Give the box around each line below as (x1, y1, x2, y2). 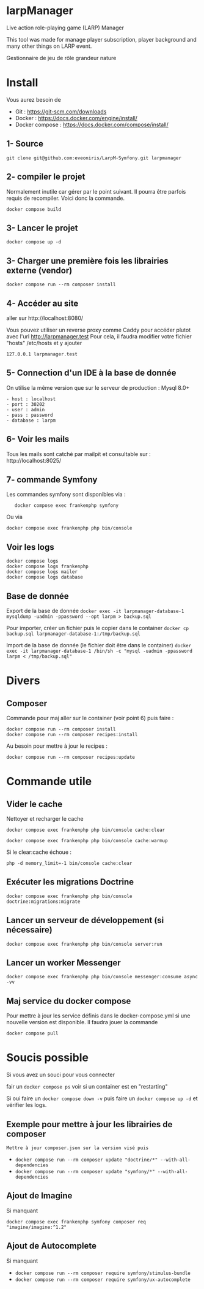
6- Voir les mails (6, 434, 70, 444)
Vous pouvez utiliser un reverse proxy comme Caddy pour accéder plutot (6, 326, 191, 333)
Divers (6, 674, 40, 688)
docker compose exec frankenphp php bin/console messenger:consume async (6, 974, 199, 980)
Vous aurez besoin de (6, 96, 61, 103)
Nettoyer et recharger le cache (6, 815, 84, 822)
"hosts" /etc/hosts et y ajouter (6, 339, 82, 346)
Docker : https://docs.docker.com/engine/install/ (15, 114, 137, 121)
